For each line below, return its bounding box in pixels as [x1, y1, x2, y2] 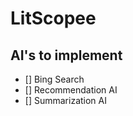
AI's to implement [10, 47, 123, 64]
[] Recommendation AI [24, 84, 118, 96]
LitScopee [10, 7, 97, 30]
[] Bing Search [24, 73, 85, 85]
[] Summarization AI [24, 95, 107, 106]
